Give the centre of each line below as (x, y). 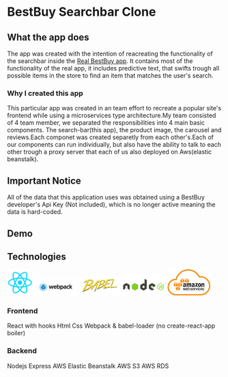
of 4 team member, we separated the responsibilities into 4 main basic (106, 123)
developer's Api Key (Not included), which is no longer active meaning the (112, 205)
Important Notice (44, 181)
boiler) (16, 333)
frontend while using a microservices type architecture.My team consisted (112, 115)
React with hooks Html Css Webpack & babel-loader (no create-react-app (111, 326)
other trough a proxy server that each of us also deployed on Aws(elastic (110, 152)
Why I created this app (45, 93)
